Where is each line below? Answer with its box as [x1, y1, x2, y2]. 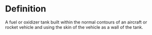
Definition [5, 3, 47, 14]
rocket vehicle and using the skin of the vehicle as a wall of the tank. [5, 24, 143, 30]
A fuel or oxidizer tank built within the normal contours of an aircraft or [5, 19, 148, 25]
